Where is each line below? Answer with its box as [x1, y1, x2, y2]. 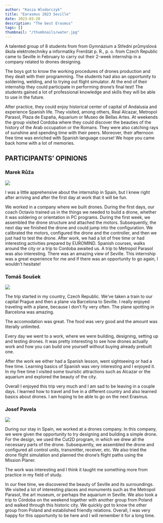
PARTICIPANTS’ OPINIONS [5, 154, 87, 163]
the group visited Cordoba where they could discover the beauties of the [5, 119, 151, 125]
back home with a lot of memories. [5, 140, 75, 146]
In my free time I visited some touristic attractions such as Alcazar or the [5, 369, 151, 374]
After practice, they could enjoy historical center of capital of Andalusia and [5, 104, 157, 109]
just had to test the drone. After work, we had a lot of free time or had [5, 235, 145, 241]
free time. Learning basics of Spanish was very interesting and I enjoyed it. [5, 363, 155, 369]
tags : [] [5, 25, 23, 30]
